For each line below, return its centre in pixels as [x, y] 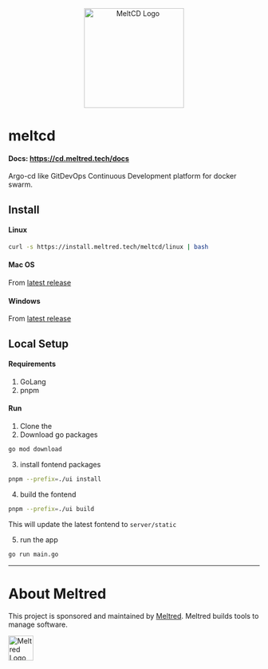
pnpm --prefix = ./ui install [55, 479]
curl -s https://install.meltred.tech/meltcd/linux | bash [108, 246]
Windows [24, 301]
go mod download [35, 450]
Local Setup [39, 343]
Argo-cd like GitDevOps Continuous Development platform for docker [122, 176]
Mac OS [22, 265]
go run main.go [33, 554]
